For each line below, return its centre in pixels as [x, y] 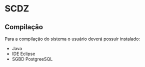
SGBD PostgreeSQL [32, 59]
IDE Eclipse [23, 54]
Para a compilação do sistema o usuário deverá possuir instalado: [72, 39]
